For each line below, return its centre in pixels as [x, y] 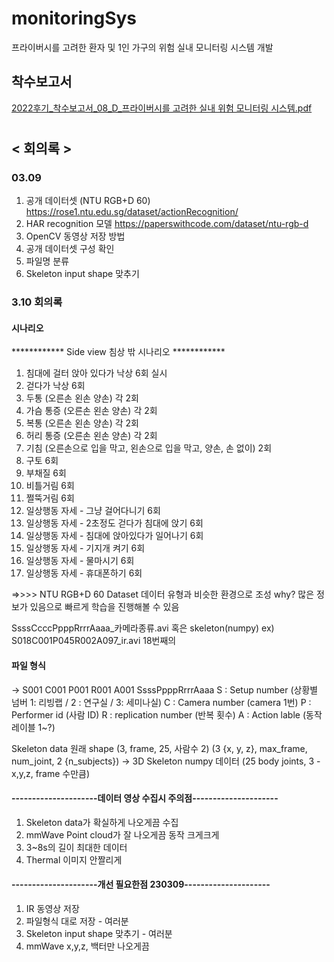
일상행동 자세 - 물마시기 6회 [80, 561]
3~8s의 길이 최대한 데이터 [76, 847]
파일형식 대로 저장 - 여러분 [77, 921]
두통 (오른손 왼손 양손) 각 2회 [82, 398]
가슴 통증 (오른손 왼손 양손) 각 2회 [91, 411]
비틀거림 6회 [50, 486]
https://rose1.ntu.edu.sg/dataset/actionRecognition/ [132, 212]
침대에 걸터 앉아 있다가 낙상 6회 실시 [96, 373]
